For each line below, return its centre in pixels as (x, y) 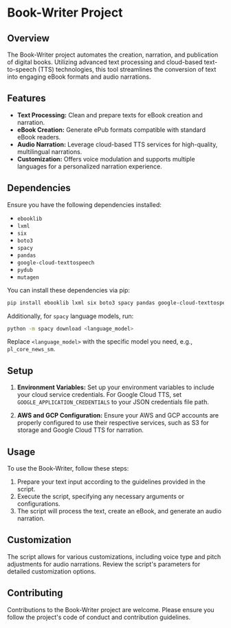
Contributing (35, 593)
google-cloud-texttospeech (56, 263)
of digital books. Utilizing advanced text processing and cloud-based (105, 62)
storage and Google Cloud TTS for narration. (80, 430)
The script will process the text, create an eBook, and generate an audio (119, 511)
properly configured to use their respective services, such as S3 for (113, 423)
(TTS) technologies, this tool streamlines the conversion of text (127, 69)
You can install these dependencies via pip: (69, 290)
